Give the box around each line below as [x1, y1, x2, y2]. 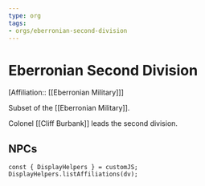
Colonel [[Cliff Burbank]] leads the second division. [8, 119, 178, 128]
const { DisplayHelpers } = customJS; [8, 164, 138, 172]
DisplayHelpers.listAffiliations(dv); [8, 170, 138, 179]
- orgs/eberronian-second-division [8, 26, 128, 34]
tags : [8, 19, 27, 27]
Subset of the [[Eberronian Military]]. [8, 103, 130, 113]
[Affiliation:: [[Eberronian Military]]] [8, 87, 125, 97]
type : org [8, 11, 42, 20]
